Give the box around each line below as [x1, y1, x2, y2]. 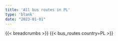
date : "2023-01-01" [5, 16, 46, 21]
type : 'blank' [5, 12, 35, 17]
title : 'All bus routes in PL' [5, 7, 70, 12]
